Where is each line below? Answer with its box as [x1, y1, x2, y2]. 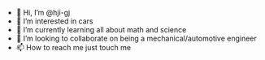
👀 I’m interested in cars [15, 16, 93, 26]
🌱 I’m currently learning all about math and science [15, 25, 187, 34]
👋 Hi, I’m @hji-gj [15, 8, 71, 17]
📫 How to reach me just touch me [15, 43, 132, 52]
